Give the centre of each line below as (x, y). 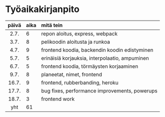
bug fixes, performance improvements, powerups (99, 90)
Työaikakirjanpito (42, 9)
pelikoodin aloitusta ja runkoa (75, 42)
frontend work (58, 99)
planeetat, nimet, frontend (71, 74)
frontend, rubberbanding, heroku (80, 82)
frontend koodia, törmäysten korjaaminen (90, 66)
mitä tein (52, 25)
